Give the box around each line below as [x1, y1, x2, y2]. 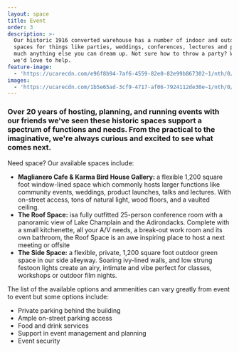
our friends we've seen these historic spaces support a [7, 115, 203, 125]
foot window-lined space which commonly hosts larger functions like [17, 180, 221, 189]
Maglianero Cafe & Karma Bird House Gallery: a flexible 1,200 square [17, 172, 223, 181]
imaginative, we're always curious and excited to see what [7, 133, 213, 143]
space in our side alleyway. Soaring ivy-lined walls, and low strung [17, 256, 213, 264]
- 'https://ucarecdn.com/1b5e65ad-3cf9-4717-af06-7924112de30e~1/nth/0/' [14, 83, 237, 90]
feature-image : [7, 63, 53, 71]
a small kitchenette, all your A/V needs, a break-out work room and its [17, 225, 223, 234]
